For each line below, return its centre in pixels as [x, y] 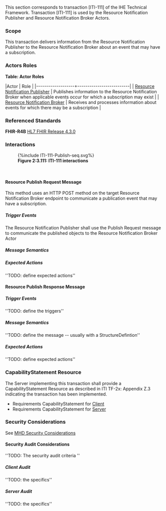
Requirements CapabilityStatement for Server [59, 409]
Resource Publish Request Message [43, 182]
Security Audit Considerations [37, 444]
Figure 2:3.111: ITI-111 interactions [53, 161]
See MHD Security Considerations [40, 433]
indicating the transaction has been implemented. [56, 394]
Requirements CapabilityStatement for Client [58, 404]
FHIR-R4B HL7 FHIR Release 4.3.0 [40, 131]
